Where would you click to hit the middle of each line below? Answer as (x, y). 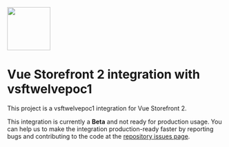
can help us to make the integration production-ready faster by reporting (110, 129)
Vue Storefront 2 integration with (104, 75)
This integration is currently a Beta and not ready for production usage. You (114, 121)
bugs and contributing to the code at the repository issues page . (99, 136)
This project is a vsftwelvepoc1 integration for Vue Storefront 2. (97, 108)
